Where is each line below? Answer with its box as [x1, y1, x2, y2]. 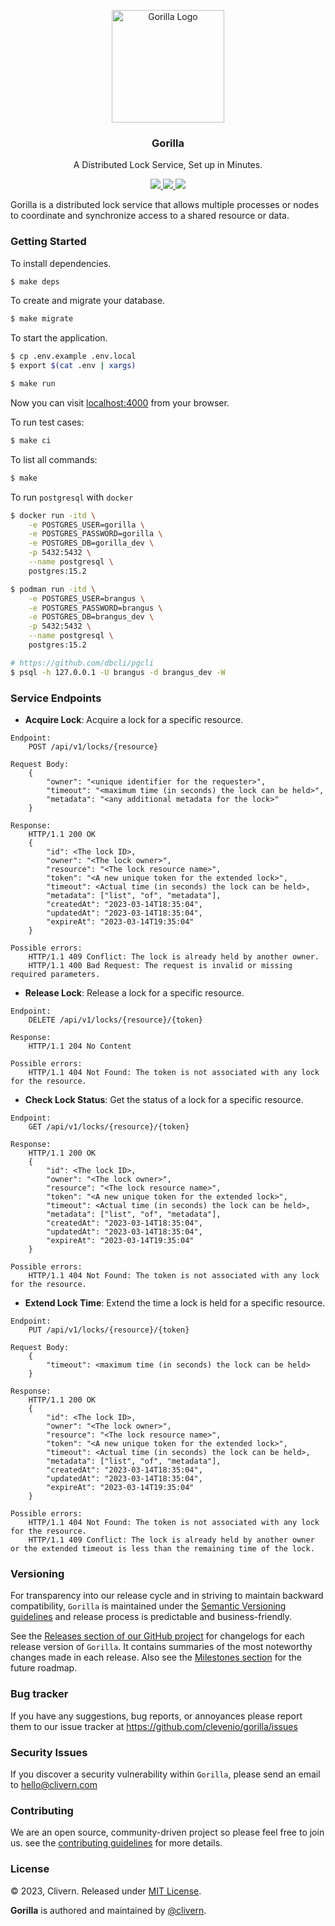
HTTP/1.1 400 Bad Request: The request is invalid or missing [28, 961, 293, 971]
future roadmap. [10, 1662, 78, 1674]
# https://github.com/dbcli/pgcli [10, 658, 155, 668]
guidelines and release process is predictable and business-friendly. [10, 1611, 292, 1623]
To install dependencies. [10, 257, 112, 269]
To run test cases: [10, 416, 85, 428]
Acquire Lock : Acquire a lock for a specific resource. [24, 714, 244, 726]
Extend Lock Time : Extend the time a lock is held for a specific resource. [24, 1297, 326, 1309]
